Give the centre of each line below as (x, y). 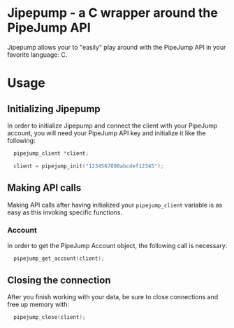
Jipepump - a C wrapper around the (112, 13)
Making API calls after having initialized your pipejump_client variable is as (115, 205)
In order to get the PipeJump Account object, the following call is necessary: (117, 245)
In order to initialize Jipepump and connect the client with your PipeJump (112, 125)
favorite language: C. (37, 55)
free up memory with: (38, 305)
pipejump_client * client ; (51, 153)
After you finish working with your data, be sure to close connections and (113, 297)
